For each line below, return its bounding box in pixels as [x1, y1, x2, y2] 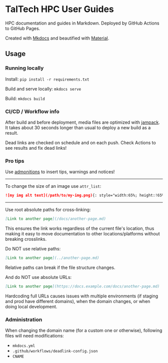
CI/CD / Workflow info [5, 108, 60, 115]
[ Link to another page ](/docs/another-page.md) [5, 216, 106, 221]
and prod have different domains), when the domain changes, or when [5, 298, 150, 304]
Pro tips [5, 157, 24, 164]
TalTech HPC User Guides [5, 4, 114, 15]
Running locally [5, 65, 44, 72]
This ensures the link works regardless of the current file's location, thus [5, 225, 154, 231]
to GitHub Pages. [5, 25, 40, 31]
